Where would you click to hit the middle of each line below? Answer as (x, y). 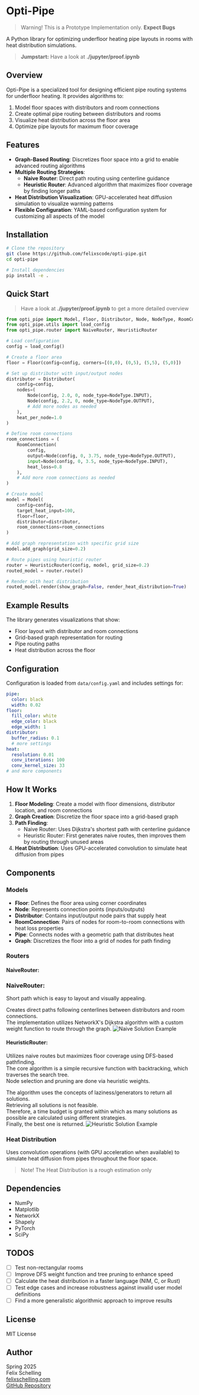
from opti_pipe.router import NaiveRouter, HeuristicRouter (82, 331)
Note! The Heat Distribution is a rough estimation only (86, 1170)
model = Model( (25, 500)
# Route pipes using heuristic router (54, 560)
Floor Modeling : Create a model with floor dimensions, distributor (95, 804)
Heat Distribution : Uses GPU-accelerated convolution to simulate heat (101, 848)
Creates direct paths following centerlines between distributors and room (95, 1010)
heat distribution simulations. (41, 45)
